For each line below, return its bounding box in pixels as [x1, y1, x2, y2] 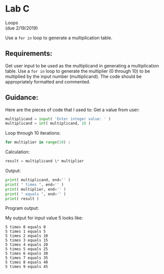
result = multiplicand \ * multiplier [5, 159, 84, 164]
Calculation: [5, 149, 30, 155]
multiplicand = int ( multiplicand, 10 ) [5, 121, 91, 126]
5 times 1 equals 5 [5, 229, 46, 234]
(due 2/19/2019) [5, 25, 38, 31]
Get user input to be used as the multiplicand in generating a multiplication [5, 62, 159, 68]
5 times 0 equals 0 [5, 225, 46, 230]
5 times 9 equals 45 [5, 264, 49, 269]
